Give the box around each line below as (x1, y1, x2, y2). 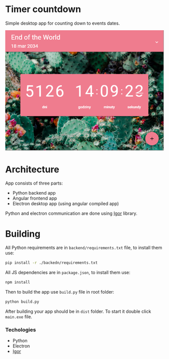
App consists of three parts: (5, 180, 63, 187)
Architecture (5, 163, 59, 175)
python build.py (5, 299, 39, 305)
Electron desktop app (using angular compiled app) (12, 201, 119, 207)
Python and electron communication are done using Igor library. (5, 210, 137, 217)
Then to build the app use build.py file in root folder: (5, 289, 115, 295)
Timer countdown (5, 4, 81, 15)
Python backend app (12, 190, 56, 196)
